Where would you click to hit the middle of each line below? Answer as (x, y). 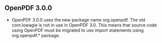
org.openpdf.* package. (36, 35)
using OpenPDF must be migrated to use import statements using (78, 30)
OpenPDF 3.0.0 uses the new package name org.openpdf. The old (78, 20)
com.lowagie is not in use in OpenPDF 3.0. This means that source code (84, 25)
